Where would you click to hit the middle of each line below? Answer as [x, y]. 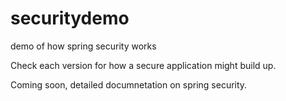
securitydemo [70, 18]
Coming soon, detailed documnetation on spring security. [129, 84]
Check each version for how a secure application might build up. [143, 65]
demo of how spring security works [83, 46]
